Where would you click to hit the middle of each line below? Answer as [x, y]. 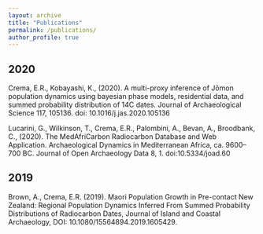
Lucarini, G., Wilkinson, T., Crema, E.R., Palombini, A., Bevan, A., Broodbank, [132, 128]
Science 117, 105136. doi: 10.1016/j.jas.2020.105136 [89, 113]
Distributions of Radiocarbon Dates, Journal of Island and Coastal [115, 214]
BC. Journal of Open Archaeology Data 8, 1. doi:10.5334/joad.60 [126, 153]
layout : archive [35, 15]
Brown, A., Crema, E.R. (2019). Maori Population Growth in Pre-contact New [131, 196]
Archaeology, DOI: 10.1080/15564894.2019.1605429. [93, 221]
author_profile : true [44, 37]
